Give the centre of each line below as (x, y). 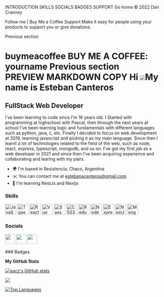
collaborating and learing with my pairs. (45, 159)
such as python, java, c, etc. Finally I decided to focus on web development (81, 133)
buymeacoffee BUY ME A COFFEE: (77, 56)
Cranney (14, 12)
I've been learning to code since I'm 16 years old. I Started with (69, 117)
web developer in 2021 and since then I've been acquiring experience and (80, 154)
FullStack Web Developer (44, 106)
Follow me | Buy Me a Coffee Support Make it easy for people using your (78, 22)
